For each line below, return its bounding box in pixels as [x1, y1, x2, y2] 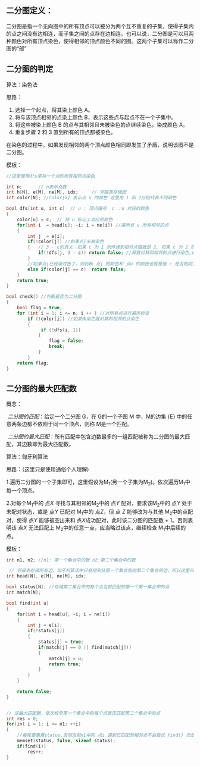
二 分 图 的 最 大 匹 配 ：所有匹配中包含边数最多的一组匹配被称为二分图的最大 [7, 433, 185, 440]
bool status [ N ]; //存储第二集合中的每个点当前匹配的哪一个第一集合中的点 [6, 584, 170, 590]
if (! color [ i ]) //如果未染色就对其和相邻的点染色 [27, 316, 140, 322]
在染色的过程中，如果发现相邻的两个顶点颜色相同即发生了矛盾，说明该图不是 [6, 141, 194, 148]
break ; [48, 344, 65, 350]
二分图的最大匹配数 [6, 383, 77, 394]
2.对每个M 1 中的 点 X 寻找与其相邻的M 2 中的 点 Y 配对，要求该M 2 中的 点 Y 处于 [6, 500, 192, 508]
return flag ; [17, 360, 49, 366]
